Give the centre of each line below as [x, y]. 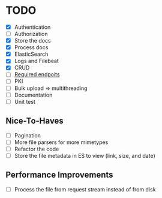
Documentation [33, 95]
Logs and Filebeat [37, 61]
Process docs [31, 47]
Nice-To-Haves [34, 121]
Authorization [31, 34]
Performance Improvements [59, 175]
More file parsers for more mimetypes [61, 142]
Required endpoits [37, 74]
